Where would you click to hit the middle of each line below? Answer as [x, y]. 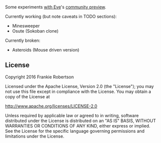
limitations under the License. [35, 136]
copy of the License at [28, 96]
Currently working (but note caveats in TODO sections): [61, 16]
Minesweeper [26, 26]
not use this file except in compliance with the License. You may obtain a [78, 91]
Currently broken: [23, 40]
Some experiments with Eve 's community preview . [56, 7]
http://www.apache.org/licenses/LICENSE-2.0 [51, 106]
